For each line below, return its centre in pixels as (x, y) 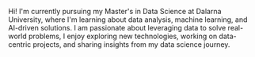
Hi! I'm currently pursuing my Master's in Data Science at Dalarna (115, 11)
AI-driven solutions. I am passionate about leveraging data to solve (117, 28)
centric (20, 45)
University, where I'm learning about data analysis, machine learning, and (128, 20)
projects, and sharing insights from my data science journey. (131, 45)
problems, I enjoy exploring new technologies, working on (123, 36)
